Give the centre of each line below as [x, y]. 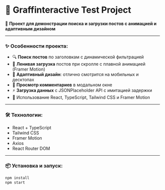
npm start [15, 182]
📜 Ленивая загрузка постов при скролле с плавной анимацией [79, 64]
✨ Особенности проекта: [37, 46]
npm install [17, 178]
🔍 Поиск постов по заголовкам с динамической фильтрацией [78, 57]
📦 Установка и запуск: [34, 166]
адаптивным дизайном [30, 28]
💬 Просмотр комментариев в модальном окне [62, 85]
